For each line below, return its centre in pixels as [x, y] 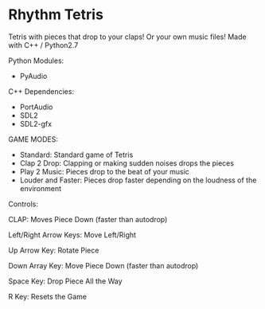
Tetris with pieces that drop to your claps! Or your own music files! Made [127, 37]
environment [41, 188]
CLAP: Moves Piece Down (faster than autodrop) [88, 219]
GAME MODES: [33, 139]
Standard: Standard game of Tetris [76, 154]
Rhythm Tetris [56, 15]
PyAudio [33, 76]
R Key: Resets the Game [48, 296]
